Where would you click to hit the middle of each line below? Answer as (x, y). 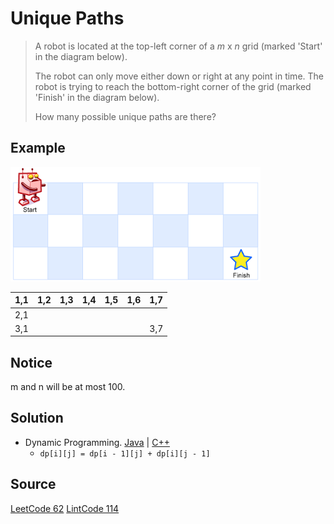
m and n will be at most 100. (68, 387)
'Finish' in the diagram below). (97, 97)
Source (33, 484)
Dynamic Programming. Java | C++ (97, 442)
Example (38, 148)
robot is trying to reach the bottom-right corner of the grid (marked (173, 86)
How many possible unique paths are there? (125, 116)
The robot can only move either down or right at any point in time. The (179, 76)
